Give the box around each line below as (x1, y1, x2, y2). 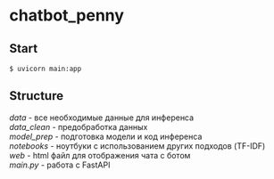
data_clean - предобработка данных (9, 121, 148, 132)
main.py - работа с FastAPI (9, 159, 111, 170)
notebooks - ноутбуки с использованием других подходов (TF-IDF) (9, 140, 266, 151)
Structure (9, 88, 64, 103)
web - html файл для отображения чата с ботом (9, 150, 191, 160)
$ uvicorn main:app (9, 64, 82, 73)
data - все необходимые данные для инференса (9, 112, 195, 123)
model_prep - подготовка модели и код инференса (9, 131, 203, 142)
